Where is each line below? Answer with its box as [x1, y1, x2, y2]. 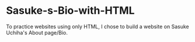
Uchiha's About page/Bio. [6, 29, 68, 36]
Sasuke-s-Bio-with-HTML [6, 4, 135, 17]
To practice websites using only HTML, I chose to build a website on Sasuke [6, 23, 189, 30]
